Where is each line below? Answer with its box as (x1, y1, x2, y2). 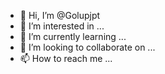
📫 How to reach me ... (19, 53, 113, 64)
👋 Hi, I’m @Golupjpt (19, 10, 101, 21)
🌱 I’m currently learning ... (19, 31, 127, 42)
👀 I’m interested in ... (19, 20, 105, 32)
